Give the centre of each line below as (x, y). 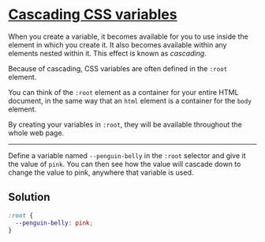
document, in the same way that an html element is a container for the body (130, 100)
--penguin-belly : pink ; (54, 223)
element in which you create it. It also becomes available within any (118, 44)
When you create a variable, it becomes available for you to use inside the (128, 36)
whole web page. (36, 133)
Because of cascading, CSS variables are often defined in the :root (118, 68)
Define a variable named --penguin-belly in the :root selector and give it (127, 155)
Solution (29, 197)
